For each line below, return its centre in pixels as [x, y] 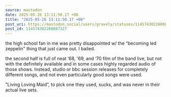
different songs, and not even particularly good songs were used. [74, 75]
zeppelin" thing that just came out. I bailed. [50, 49]
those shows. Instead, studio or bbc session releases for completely [77, 70]
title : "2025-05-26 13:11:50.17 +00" [45, 19]
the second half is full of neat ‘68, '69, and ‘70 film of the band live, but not [83, 58]
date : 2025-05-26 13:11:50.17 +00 [42, 15]
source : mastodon [24, 10]
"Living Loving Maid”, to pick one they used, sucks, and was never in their [83, 85]
